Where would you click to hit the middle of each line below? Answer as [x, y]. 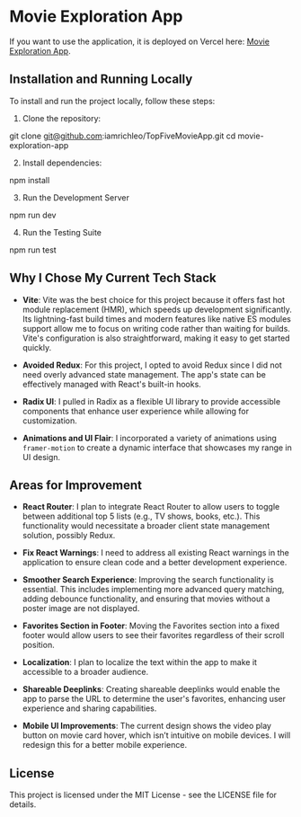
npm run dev [33, 215]
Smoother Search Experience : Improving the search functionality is [148, 580]
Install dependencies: [62, 163]
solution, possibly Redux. [69, 536]
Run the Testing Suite [62, 232]
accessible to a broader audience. [85, 672]
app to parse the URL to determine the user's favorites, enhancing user [154, 699]
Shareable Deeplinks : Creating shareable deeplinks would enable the [151, 689]
